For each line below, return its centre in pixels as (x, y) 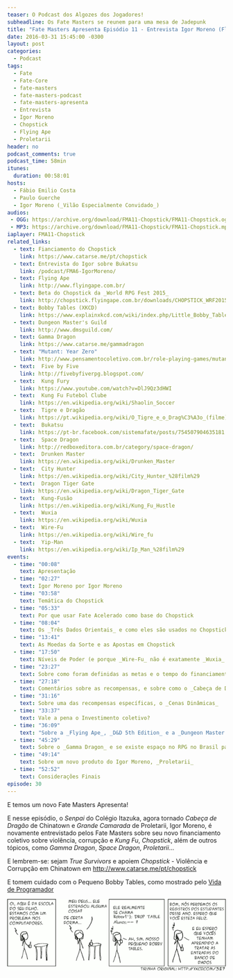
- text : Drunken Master (49, 454)
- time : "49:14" (37, 755)
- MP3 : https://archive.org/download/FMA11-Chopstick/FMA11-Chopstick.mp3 (120, 227)
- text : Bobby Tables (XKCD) (55, 308)
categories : (24, 51)
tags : (15, 66)
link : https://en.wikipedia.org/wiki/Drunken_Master (97, 462)
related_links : (29, 242)
